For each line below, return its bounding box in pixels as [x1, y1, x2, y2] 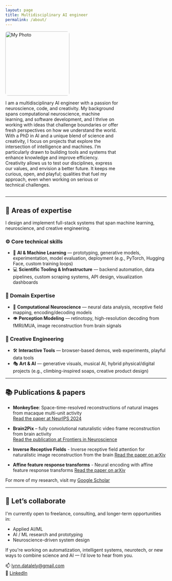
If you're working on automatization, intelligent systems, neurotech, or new [5, 547, 163, 553]
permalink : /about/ [5, 17, 47, 22]
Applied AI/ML [12, 525, 44, 532]
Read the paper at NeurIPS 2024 [12, 415, 82, 422]
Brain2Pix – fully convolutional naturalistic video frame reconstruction [12, 425, 160, 431]
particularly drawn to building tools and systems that [5, 149, 116, 155]
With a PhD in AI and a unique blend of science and [5, 133, 114, 139]
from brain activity [12, 430, 52, 437]
